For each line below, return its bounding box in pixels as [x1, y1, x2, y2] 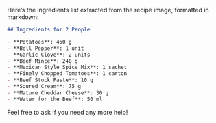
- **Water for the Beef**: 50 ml [7, 96, 103, 102]
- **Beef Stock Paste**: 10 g [7, 77, 94, 84]
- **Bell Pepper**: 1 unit [7, 44, 84, 52]
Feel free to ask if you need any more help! [7, 108, 128, 116]
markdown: [7, 13, 39, 21]
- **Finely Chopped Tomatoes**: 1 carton [7, 70, 128, 77]
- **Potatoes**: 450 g [7, 38, 72, 45]
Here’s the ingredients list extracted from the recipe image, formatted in [7, 6, 209, 14]
